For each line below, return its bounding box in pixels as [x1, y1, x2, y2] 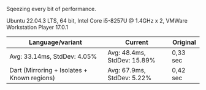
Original [172, 38, 196, 47]
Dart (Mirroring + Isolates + [9, 66, 88, 74]
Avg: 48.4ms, [107, 48, 146, 57]
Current [124, 38, 148, 47]
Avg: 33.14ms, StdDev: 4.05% [9, 52, 97, 61]
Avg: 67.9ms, [107, 66, 146, 74]
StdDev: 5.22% [107, 73, 152, 82]
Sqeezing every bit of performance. [6, 6, 96, 12]
